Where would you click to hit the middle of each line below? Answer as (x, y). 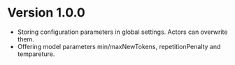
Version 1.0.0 (46, 13)
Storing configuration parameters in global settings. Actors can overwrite (122, 32)
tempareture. (36, 54)
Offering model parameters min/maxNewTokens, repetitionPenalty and (119, 46)
